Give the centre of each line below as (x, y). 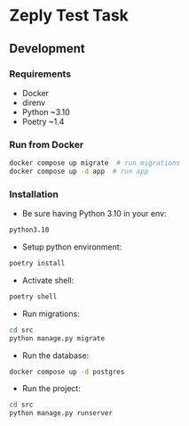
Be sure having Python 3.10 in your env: (94, 214)
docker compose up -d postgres (67, 372)
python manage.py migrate (57, 338)
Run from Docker (47, 144)
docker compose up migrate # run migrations (94, 163)
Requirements (40, 74)
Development (47, 49)
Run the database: (55, 355)
